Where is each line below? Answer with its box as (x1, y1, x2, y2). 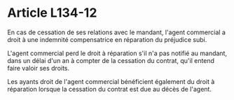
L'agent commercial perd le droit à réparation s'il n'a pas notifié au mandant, (7, 49, 228, 57)
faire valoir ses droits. (7, 64, 70, 72)
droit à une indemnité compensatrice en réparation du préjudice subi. (7, 35, 207, 43)
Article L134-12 (7, 5, 97, 21)
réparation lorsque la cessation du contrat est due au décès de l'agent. (7, 85, 212, 93)
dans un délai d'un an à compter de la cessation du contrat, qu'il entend (7, 56, 215, 64)
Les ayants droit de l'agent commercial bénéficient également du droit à (7, 77, 215, 85)
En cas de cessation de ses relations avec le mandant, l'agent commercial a (7, 28, 226, 36)
